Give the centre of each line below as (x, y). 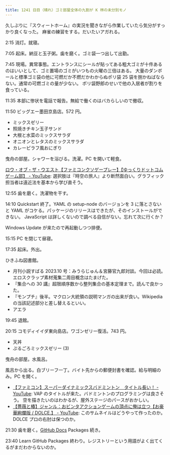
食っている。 (19, 89)
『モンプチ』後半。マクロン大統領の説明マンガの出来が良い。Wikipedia (88, 296)
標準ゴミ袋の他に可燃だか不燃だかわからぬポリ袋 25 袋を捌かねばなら (92, 77)
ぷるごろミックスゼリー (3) (41, 348)
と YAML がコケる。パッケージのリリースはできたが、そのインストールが (82, 210)
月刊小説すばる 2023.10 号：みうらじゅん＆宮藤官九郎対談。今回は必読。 (89, 271)
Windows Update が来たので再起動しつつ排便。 (55, 227)
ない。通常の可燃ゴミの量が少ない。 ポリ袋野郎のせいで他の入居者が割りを (84, 83)
